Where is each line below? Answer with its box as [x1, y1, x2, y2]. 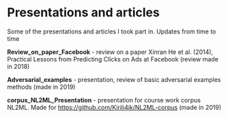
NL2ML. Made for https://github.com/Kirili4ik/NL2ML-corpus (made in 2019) [7, 103, 222, 111]
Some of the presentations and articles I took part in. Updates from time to [7, 27, 216, 35]
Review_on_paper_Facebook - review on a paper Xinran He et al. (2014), [7, 48, 214, 56]
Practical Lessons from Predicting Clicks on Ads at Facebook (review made [7, 55, 218, 63]
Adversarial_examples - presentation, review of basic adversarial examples [7, 75, 221, 83]
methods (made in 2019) [7, 83, 76, 91]
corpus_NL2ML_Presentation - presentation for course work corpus [7, 95, 201, 104]
